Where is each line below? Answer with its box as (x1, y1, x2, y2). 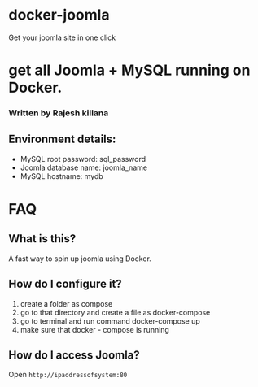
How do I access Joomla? (8, 348, 140, 363)
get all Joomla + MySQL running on (8, 61, 251, 80)
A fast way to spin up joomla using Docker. (8, 254, 152, 263)
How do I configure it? (8, 277, 122, 291)
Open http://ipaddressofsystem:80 (8, 370, 128, 380)
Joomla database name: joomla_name (20, 163, 148, 172)
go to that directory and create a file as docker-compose (20, 307, 211, 317)
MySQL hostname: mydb (20, 171, 103, 180)
